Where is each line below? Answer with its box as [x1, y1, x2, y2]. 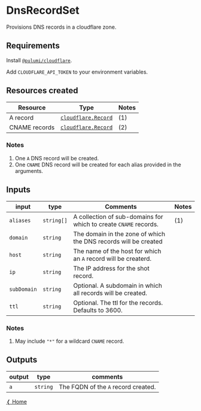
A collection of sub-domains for [73, 212, 163, 221]
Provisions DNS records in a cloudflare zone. [6, 23, 117, 31]
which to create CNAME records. [73, 220, 159, 228]
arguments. [14, 167, 44, 174]
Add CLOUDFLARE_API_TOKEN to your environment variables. [6, 68, 148, 75]
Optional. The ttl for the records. [73, 299, 163, 307]
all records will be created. [73, 288, 148, 297]
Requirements [6, 41, 60, 51]
